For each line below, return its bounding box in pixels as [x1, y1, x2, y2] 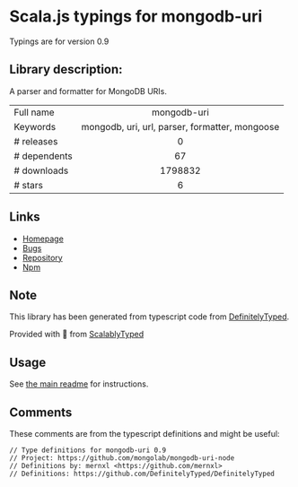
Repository [22, 252, 63, 263]
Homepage [22, 233, 65, 244]
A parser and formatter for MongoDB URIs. [9, 85, 168, 96]
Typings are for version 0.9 [9, 36, 110, 47]
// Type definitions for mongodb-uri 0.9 [9, 446, 167, 455]
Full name [13, 106, 56, 118]
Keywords [13, 120, 57, 133]
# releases [13, 135, 58, 147]
